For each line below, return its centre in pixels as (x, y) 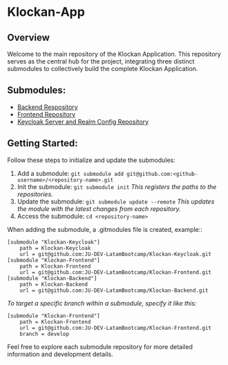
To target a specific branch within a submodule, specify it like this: (102, 303)
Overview (29, 38)
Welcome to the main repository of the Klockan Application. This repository (114, 54)
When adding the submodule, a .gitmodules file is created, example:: (105, 229)
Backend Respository (47, 107)
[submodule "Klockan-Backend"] (52, 278)
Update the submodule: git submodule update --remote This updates (116, 201)
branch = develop (45, 334)
